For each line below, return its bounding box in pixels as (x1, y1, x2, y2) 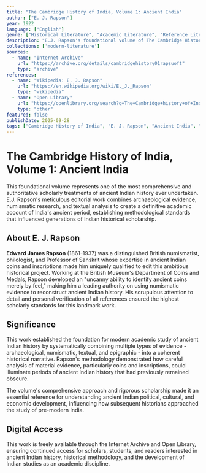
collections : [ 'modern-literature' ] (6, 44, 100, 50)
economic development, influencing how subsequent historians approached (6, 399, 199, 407)
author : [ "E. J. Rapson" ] (6, 15, 72, 21)
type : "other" (17, 106, 53, 112)
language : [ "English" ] (6, 26, 64, 33)
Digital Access (6, 424, 63, 434)
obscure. (6, 375, 29, 382)
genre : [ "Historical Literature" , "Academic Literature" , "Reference (6, 32, 188, 38)
